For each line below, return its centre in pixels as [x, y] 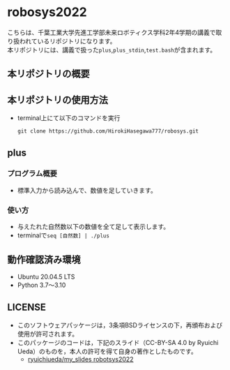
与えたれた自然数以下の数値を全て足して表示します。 [93, 227]
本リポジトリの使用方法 [58, 99]
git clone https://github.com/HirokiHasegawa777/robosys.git [108, 131]
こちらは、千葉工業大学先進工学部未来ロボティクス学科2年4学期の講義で [112, 32]
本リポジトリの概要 [48, 74]
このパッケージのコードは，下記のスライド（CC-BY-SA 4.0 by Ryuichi [118, 342]
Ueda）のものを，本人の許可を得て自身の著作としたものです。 [107, 351]
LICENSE [27, 308]
